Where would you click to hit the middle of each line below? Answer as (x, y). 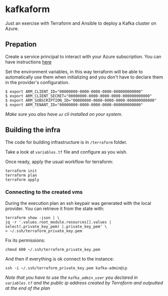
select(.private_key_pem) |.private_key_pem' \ (56, 227)
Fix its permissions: (25, 240)
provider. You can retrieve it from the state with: (55, 208)
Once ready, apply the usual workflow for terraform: (59, 162)
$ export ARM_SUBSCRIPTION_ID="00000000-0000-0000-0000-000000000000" (81, 100)
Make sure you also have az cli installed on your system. (64, 114)
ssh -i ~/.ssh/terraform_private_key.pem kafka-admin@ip (66, 268)
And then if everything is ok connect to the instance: (60, 259)
